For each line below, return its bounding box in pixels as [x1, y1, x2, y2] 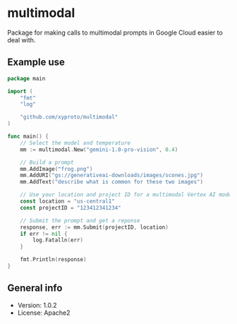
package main [7, 75, 46, 82]
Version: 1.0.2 [17, 301, 58, 309]
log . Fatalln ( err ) [32, 236, 83, 244]
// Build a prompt [20, 159, 74, 166]
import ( [7, 88, 33, 95]
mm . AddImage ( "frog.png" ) [20, 165, 93, 172]
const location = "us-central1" [20, 198, 115, 205]
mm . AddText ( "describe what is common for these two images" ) [20, 179, 203, 186]
